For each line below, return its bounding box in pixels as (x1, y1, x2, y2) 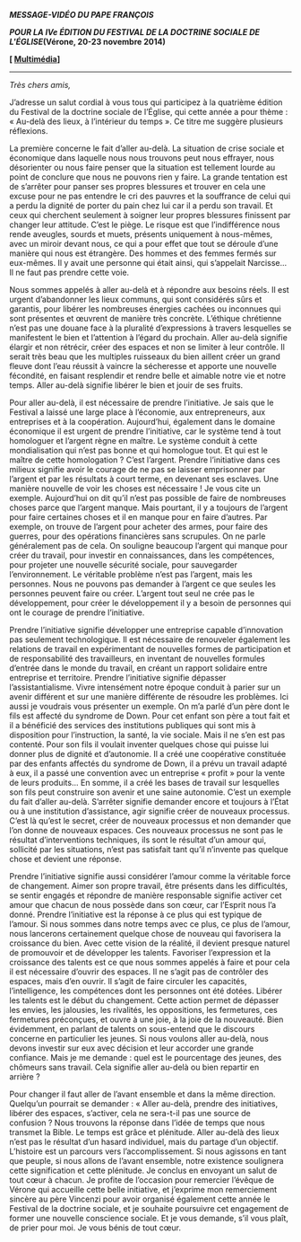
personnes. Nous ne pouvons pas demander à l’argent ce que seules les (9, 578, 276, 589)
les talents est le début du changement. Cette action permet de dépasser (9, 995, 279, 1006)
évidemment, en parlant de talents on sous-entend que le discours (9, 1024, 255, 1034)
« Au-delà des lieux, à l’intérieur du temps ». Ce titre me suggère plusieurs (9, 116, 284, 127)
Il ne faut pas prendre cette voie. (9, 267, 130, 277)
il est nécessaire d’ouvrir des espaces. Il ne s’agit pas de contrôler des (9, 966, 269, 977)
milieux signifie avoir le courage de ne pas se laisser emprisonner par (9, 464, 266, 474)
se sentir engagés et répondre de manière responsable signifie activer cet (9, 890, 282, 901)
